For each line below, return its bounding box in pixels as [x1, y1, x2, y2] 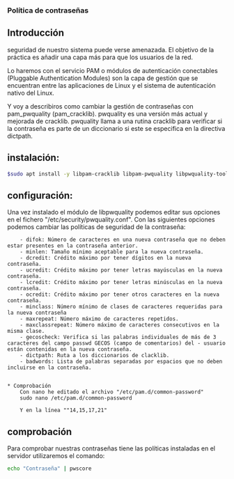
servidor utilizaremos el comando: [7, 452, 105, 460]
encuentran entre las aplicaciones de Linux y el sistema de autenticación [7, 81, 216, 89]
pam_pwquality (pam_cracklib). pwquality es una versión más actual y [7, 109, 208, 118]
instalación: [7, 152, 60, 164]
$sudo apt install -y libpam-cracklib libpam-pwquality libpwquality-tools [7, 170, 232, 178]
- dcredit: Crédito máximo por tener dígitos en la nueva [19, 255, 192, 262]
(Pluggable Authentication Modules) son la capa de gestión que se [7, 74, 198, 82]
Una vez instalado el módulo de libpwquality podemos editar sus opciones [7, 208, 221, 217]
